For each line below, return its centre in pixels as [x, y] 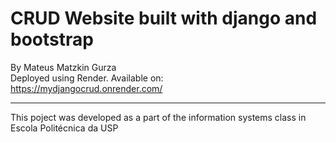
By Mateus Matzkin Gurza [63, 67]
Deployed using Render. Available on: [87, 78]
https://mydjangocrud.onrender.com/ [86, 88]
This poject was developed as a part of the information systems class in [158, 117]
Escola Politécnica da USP [64, 128]
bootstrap [52, 39]
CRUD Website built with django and [164, 18]
